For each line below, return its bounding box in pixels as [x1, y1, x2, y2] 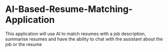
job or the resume [5, 41, 42, 47]
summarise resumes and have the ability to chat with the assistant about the [5, 36, 163, 42]
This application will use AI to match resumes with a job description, [5, 30, 146, 36]
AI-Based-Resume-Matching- [5, 3, 133, 15]
